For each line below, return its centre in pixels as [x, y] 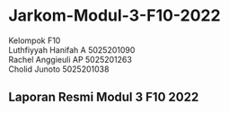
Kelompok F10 [35, 40]
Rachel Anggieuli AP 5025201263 [70, 59]
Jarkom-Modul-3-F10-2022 [114, 16]
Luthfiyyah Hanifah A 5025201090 [72, 49]
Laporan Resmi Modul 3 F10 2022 [104, 97]
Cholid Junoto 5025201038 [59, 69]
